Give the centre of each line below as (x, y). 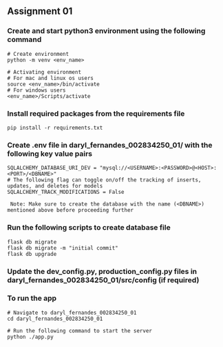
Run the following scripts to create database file (89, 228)
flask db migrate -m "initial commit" (63, 248)
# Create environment (38, 54)
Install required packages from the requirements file (96, 113)
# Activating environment (44, 72)
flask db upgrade (32, 254)
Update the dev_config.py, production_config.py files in (102, 271)
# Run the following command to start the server (80, 330)
